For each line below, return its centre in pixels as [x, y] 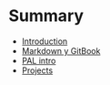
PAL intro [39, 60]
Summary [46, 16]
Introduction [45, 41]
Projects [37, 70]
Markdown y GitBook [61, 50]
